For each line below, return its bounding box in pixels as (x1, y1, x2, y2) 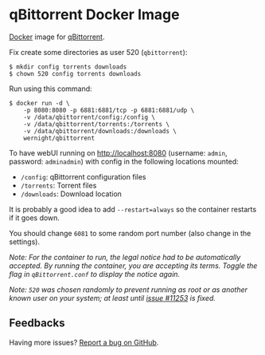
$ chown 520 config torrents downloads (9, 69, 142, 77)
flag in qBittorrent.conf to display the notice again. (9, 269, 181, 278)
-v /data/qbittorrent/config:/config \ (23, 113, 156, 121)
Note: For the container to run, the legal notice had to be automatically (9, 252, 241, 262)
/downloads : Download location (20, 189, 123, 199)
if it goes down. (9, 213, 60, 223)
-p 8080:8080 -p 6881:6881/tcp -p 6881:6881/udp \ (23, 106, 195, 114)
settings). (9, 237, 41, 247)
